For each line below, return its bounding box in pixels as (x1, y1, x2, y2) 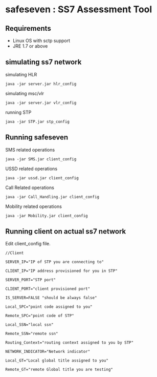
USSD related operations (5, 165, 58, 172)
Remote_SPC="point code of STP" (5, 313, 74, 319)
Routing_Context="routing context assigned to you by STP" (5, 340, 134, 345)
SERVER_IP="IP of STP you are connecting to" (5, 260, 104, 265)
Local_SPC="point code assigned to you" (5, 304, 93, 309)
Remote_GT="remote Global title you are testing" (5, 367, 114, 372)
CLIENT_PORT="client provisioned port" (5, 286, 91, 291)
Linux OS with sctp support (12, 37, 71, 44)
